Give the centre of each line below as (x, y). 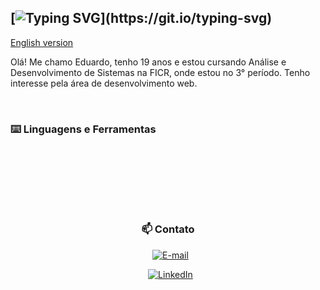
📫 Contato (168, 229)
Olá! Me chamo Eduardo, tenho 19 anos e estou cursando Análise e (148, 62)
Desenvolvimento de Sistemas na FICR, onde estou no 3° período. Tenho (160, 72)
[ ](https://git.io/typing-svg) (141, 18)
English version (42, 42)
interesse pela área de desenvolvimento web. (104, 83)
